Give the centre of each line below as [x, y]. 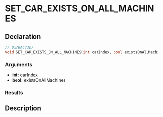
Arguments [19, 64]
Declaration [23, 37]
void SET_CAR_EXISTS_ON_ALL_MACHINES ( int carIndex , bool [64, 52]
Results [14, 92]
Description [23, 109]
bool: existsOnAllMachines [39, 80]
